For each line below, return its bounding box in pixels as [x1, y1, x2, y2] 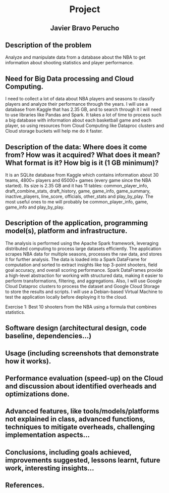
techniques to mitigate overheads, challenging [5, 423, 155, 431]
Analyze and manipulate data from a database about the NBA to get [5, 54, 146, 60]
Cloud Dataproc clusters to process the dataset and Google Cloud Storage [5, 283, 160, 289]
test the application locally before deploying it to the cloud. [5, 294, 128, 300]
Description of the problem [5, 40, 92, 49]
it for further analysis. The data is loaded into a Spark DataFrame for [5, 256, 147, 262]
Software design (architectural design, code [5, 324, 147, 333]
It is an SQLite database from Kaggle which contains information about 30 [5, 172, 159, 178]
